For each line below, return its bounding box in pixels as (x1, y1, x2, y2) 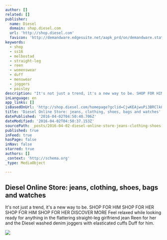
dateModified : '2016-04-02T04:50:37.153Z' (5, 118, 94, 124)
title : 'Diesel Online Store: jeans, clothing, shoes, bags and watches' (5, 109, 162, 115)
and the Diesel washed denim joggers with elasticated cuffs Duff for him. (5, 220, 155, 226)
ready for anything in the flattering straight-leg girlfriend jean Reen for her (5, 215, 157, 221)
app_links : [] (5, 100, 35, 105)
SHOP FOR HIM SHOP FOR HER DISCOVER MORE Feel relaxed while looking (5, 210, 162, 216)
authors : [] (5, 151, 30, 156)
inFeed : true (5, 133, 32, 138)
